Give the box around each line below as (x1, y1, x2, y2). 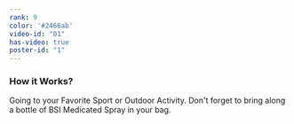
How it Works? (9, 75, 74, 88)
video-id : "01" (9, 29, 66, 38)
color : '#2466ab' (9, 21, 74, 30)
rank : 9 (9, 12, 38, 22)
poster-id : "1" (9, 46, 66, 55)
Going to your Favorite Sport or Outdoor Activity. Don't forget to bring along (9, 95, 286, 106)
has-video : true (9, 37, 69, 47)
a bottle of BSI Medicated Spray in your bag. (9, 105, 171, 115)
